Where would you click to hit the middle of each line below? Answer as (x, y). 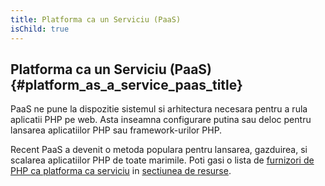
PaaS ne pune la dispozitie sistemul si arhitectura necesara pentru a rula (159, 109)
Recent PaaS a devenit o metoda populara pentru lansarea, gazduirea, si (159, 150)
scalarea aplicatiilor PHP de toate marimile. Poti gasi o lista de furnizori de (162, 160)
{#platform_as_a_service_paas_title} (126, 84)
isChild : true (40, 29)
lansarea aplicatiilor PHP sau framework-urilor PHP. (116, 130)
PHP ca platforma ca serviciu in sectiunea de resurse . (121, 171)
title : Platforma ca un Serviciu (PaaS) (96, 19)
